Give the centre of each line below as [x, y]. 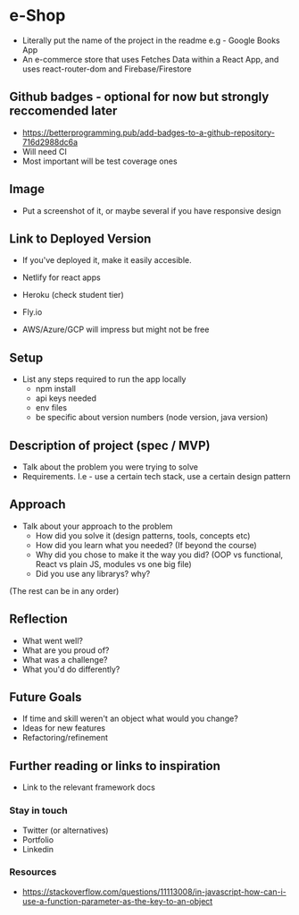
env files [51, 408]
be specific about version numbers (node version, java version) [152, 418]
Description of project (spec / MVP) [110, 445]
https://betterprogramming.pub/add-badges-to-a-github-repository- [148, 132]
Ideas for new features [63, 728]
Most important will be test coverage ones [100, 161]
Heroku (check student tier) [73, 295]
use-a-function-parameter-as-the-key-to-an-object [117, 901]
